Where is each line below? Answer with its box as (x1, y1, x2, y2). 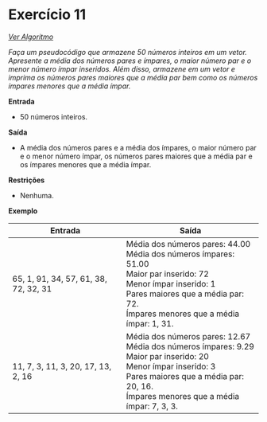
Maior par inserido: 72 (126, 268, 209, 279)
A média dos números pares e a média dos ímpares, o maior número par (19, 143, 257, 152)
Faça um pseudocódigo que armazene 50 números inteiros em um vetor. (8, 47, 248, 57)
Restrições (8, 175, 45, 185)
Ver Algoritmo (8, 32, 54, 41)
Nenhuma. (19, 190, 54, 200)
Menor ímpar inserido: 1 (126, 278, 216, 289)
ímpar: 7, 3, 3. (126, 401, 179, 412)
